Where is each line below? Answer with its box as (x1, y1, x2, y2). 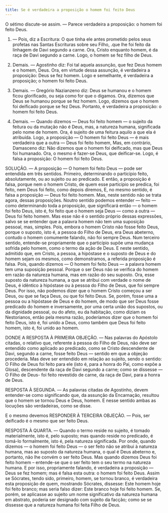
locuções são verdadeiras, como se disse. (5, 402, 92, 408)
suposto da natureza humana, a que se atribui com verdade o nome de (5, 277, 151, 283)
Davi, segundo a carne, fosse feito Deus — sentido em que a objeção (5, 350, 148, 356)
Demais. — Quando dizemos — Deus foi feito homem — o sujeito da (12, 118, 153, 124)
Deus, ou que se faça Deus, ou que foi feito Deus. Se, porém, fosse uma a (5, 293, 157, 299)
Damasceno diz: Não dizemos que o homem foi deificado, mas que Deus (12, 145, 163, 151)
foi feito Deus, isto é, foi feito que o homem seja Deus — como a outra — (5, 208, 155, 214)
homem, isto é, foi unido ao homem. (5, 325, 79, 331)
